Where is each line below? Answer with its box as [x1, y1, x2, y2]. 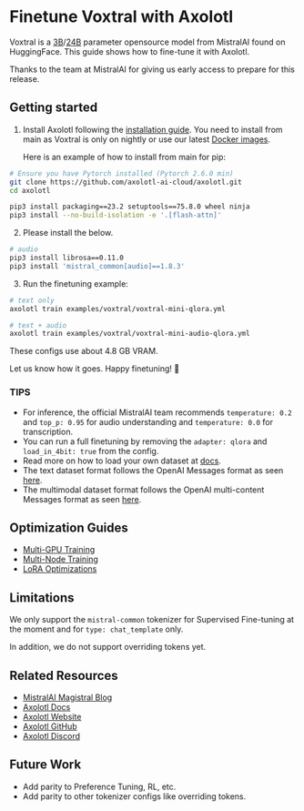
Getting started [9, 100, 98, 116]
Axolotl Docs [22, 701, 71, 712]
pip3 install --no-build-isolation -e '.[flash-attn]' [9, 211, 222, 220]
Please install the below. [22, 228, 114, 238]
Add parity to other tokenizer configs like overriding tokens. [22, 790, 247, 802]
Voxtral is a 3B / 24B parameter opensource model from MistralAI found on [9, 36, 286, 47]
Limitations [9, 590, 75, 605]
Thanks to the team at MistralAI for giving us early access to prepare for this [9, 64, 296, 75]
